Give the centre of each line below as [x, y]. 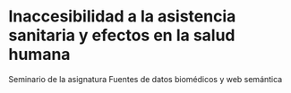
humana [39, 55]
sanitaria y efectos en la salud [122, 35]
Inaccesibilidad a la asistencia [122, 17]
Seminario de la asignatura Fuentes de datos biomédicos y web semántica [145, 79]
